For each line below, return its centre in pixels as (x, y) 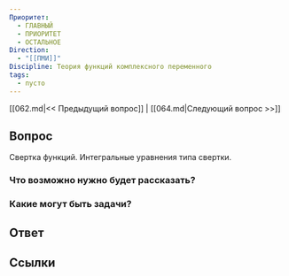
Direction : (29, 50)
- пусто (31, 83)
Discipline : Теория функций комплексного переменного (111, 67)
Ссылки (32, 263)
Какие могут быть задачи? (70, 204)
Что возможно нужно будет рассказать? (102, 180)
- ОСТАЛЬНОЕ (39, 42)
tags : (19, 75)
